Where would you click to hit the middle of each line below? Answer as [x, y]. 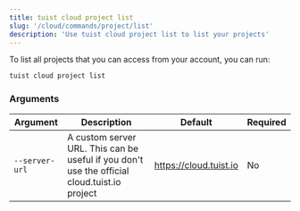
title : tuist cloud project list [71, 17]
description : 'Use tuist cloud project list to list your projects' [139, 34]
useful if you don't [105, 159]
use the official [98, 171]
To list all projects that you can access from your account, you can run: [140, 60]
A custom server [101, 137]
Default [196, 122]
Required [267, 122]
